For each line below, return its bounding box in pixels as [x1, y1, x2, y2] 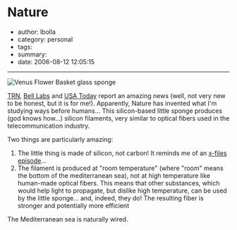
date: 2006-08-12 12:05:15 [17, 57, 95, 66]
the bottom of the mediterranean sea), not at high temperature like [17, 171, 210, 180]
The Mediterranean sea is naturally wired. [7, 214, 128, 223]
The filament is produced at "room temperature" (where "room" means [17, 164, 224, 172]
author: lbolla [17, 28, 56, 36]
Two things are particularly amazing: [7, 135, 114, 143]
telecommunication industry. [7, 121, 90, 130]
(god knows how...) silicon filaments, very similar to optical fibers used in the [7, 114, 230, 122]
